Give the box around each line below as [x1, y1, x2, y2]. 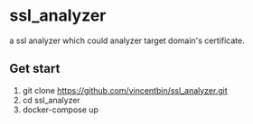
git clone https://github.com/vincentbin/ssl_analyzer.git [22, 84, 228, 95]
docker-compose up [22, 104, 99, 115]
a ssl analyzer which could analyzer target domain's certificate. [9, 35, 246, 46]
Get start [9, 61, 61, 76]
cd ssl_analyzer [22, 94, 81, 105]
